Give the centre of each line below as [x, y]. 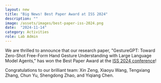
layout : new [17, 9]
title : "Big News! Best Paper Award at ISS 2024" [57, 14]
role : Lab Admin [21, 37]
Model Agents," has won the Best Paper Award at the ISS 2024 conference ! [81, 61]
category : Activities [27, 32]
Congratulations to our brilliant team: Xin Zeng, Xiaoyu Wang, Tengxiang [78, 70]
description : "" [21, 18]
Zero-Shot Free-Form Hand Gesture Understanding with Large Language [78, 55]
